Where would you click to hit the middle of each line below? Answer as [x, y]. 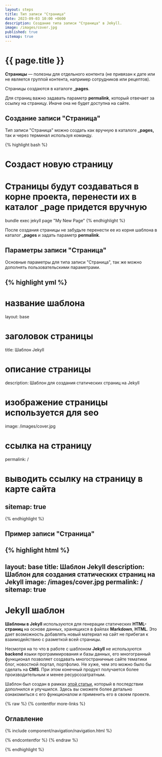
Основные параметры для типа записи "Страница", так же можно [73, 262]
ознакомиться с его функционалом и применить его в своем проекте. [78, 694]
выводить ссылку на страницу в [74, 479]
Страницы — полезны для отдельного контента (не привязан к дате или [80, 74]
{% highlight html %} [37, 551]
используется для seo [52, 412]
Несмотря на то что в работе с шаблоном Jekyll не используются [73, 649]
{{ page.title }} [35, 61]
